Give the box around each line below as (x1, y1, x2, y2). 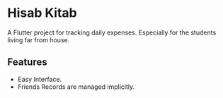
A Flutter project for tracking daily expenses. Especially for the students (7, 28, 217, 37)
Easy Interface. (17, 75, 62, 83)
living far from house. (7, 35, 70, 44)
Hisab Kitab (7, 5, 77, 21)
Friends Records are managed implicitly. (17, 82, 135, 91)
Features (7, 56, 47, 68)
